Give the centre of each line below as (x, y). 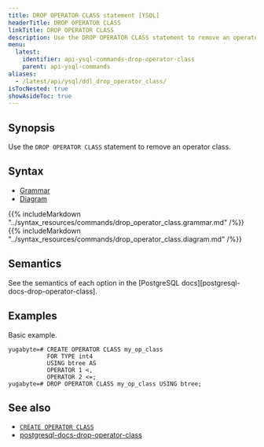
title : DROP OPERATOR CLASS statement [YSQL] (84, 15)
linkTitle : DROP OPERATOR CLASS (61, 30)
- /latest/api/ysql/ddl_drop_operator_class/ (91, 81)
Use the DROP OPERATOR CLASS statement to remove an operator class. (120, 147)
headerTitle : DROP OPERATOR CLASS (65, 23)
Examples (33, 316)
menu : (17, 45)
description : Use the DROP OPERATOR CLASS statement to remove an (119, 37)
